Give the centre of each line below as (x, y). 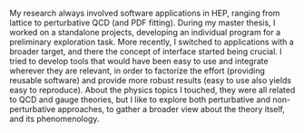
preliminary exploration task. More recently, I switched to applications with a (152, 42)
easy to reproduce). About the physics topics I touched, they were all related (152, 90)
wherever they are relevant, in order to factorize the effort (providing (137, 71)
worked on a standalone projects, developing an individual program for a (145, 32)
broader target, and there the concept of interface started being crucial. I (146, 52)
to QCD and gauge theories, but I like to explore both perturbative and (140, 100)
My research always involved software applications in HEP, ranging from (145, 13)
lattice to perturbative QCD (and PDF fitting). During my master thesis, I (142, 23)
